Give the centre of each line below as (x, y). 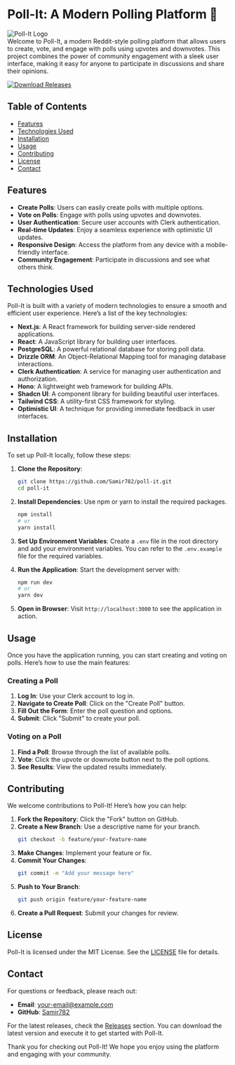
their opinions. (28, 71)
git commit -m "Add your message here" (76, 873)
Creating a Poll (33, 681)
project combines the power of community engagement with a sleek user (113, 56)
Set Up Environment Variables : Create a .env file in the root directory (118, 541)
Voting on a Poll (34, 737)
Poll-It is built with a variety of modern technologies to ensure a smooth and (117, 306)
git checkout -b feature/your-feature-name (82, 840)
